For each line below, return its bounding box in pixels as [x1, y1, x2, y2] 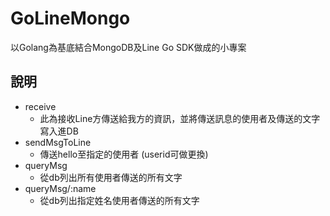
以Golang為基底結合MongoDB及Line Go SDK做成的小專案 [10, 41, 247, 53]
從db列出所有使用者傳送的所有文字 [39, 171, 183, 183]
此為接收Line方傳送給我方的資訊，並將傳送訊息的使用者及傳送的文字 [39, 112, 321, 124]
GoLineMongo [10, 7, 131, 30]
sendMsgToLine [24, 136, 92, 148]
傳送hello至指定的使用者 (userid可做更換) [39, 148, 209, 160]
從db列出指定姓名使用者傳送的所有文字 [39, 194, 200, 206]
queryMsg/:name [24, 182, 97, 194]
